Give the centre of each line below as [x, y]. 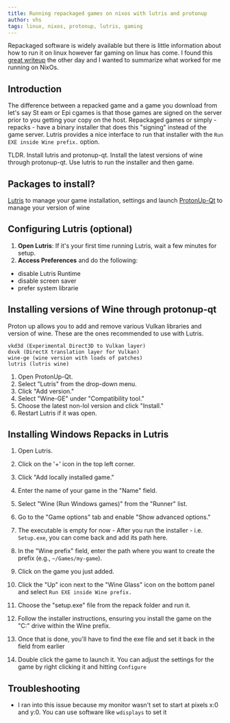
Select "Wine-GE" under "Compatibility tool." [81, 398]
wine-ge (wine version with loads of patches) [75, 358]
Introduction [35, 89]
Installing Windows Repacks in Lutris [88, 434]
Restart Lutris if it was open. [57, 413]
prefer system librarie [48, 288]
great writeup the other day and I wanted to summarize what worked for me [114, 60]
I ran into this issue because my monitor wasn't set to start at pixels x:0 [118, 705]
